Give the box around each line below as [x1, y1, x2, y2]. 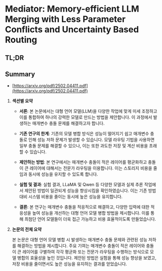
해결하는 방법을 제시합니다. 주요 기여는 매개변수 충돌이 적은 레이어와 [17, 243, 145, 249]
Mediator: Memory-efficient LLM [5, 3, 139, 15]
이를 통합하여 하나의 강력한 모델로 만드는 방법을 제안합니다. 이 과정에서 [19, 114, 152, 120]
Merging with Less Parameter [5, 14, 126, 25]
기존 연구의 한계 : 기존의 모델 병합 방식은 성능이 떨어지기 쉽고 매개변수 [19, 131, 149, 137]
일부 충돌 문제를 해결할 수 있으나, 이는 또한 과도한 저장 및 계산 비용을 [19, 143, 148, 149]
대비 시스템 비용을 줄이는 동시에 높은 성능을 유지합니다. [19, 194, 123, 200]
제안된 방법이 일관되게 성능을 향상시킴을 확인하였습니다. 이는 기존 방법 [24, 188, 156, 193]
